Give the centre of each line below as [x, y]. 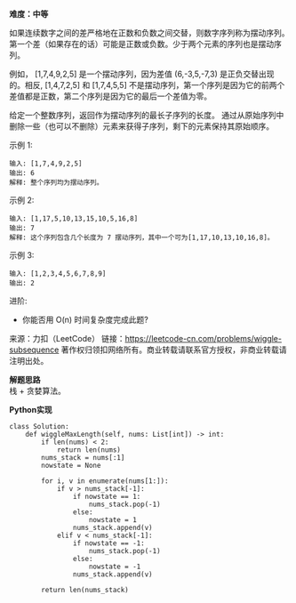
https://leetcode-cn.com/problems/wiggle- [204, 338]
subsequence [34, 350]
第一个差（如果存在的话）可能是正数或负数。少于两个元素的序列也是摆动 [141, 44]
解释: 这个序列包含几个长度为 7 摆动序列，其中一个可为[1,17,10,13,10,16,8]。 [142, 237]
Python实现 [31, 410]
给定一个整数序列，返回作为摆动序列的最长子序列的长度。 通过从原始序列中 [147, 115]
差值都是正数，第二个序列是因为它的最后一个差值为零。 [110, 96]
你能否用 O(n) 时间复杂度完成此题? [85, 320]
